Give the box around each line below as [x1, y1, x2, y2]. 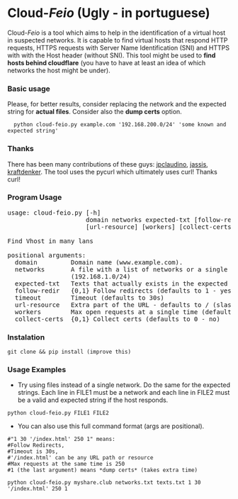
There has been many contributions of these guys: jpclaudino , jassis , [7, 159, 209, 168]
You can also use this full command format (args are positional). [17, 422, 205, 430]
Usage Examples [7, 365, 67, 375]
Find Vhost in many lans [7, 237, 93, 245]
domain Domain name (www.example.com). [14, 258, 183, 267]
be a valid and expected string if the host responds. [17, 396, 169, 405]
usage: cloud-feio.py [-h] [7, 208, 101, 217]
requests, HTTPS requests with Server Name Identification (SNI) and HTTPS [7, 43, 230, 52]
